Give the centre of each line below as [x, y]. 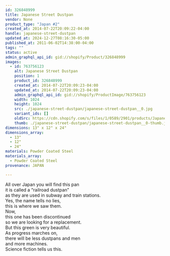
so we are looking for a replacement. [44, 222]
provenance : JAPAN [25, 165]
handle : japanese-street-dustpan [40, 33]
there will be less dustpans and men [43, 238]
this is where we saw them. [34, 206]
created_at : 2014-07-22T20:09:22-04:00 [47, 29]
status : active [21, 52]
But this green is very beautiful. [38, 227]
